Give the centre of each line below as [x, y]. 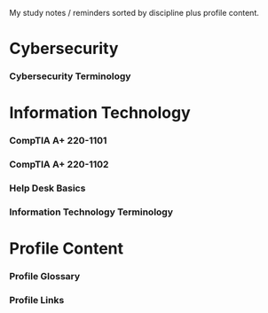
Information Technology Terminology [91, 212]
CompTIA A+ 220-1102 [59, 165]
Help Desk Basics [47, 188]
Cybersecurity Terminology [70, 76]
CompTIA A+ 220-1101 [58, 141]
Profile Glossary [45, 277]
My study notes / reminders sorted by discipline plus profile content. [134, 13]
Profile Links [37, 301]
